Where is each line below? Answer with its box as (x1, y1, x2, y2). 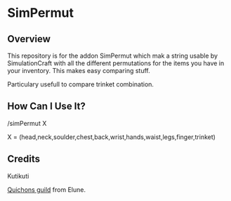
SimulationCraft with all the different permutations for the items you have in (7, 59, 225, 67)
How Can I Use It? (7, 100, 86, 112)
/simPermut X (7, 119, 47, 127)
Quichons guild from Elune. (7, 185, 86, 194)
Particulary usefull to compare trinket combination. (7, 80, 154, 89)
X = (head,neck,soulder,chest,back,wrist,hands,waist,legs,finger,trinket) (7, 132, 216, 141)
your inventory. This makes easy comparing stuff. (7, 67, 151, 74)
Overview (7, 33, 51, 45)
